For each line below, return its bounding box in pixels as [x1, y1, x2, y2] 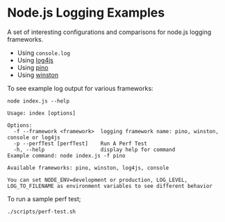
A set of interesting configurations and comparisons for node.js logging [7, 28, 212, 36]
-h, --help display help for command [13, 146, 176, 153]
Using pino [17, 63, 49, 71]
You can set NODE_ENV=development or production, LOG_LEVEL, [7, 176, 188, 183]
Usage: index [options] [7, 110, 76, 117]
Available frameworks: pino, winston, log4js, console [7, 164, 169, 171]
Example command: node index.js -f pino [7, 152, 126, 159]
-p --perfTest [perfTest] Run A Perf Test [13, 140, 148, 147]
